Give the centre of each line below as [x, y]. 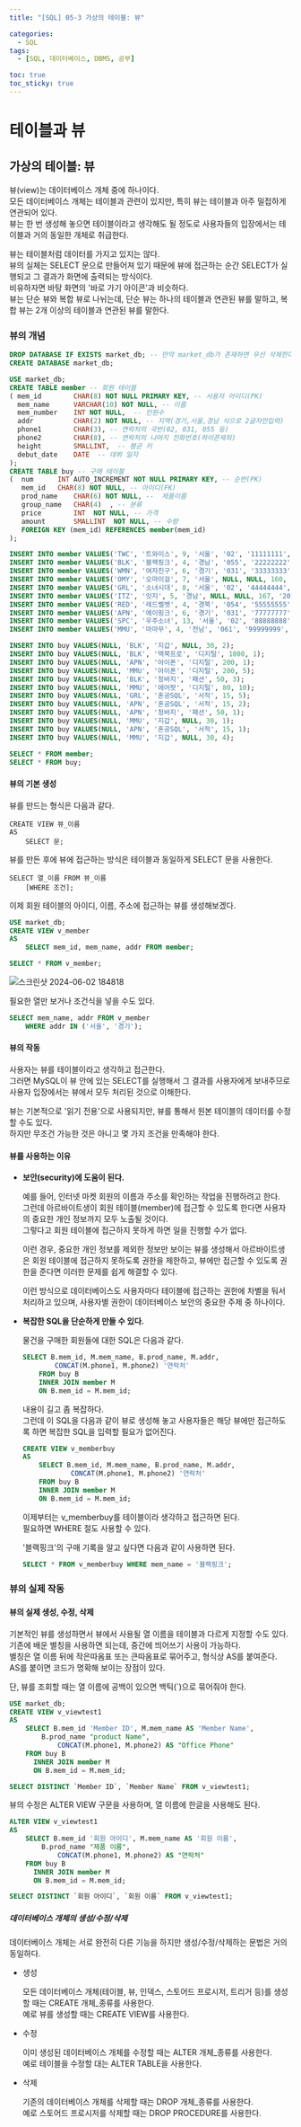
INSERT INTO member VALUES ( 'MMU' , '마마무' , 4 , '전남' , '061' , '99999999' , [149, 630]
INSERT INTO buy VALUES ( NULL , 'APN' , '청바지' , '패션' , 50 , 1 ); [127, 713]
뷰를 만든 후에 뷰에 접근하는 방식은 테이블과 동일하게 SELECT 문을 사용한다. [141, 859]
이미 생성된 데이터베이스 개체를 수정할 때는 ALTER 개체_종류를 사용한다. [147, 2052]
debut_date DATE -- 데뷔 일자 [78, 455]
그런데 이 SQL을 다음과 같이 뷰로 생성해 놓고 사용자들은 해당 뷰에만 [138, 1420]
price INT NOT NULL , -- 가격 [90, 513]
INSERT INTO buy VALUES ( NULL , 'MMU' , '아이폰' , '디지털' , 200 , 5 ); [132, 670]
